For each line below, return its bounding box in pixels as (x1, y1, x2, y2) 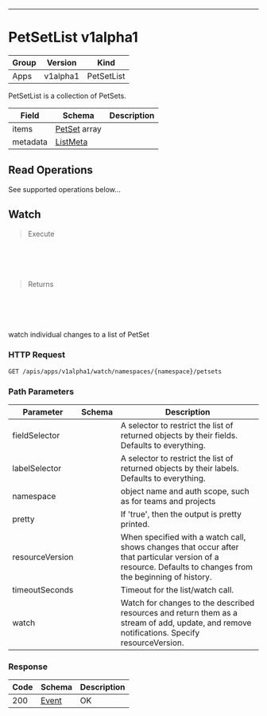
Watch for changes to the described (120, 597, 255, 608)
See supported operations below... (8, 184, 122, 194)
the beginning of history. (120, 572, 212, 583)
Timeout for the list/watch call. (120, 584, 234, 596)
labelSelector (12, 463, 62, 474)
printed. (120, 519, 150, 530)
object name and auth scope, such (120, 486, 250, 497)
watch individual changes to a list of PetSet (8, 329, 149, 339)
